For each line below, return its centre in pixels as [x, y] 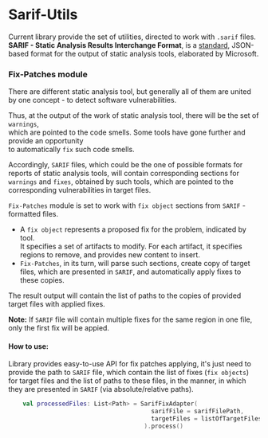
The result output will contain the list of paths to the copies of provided [125, 295]
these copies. [42, 280]
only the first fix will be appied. [59, 328]
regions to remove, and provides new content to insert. [110, 255]
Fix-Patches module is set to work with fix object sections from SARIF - [127, 205]
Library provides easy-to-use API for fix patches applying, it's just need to [130, 364]
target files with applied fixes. [57, 304]
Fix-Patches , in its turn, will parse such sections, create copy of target [135, 264]
